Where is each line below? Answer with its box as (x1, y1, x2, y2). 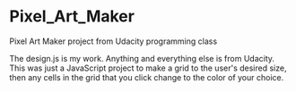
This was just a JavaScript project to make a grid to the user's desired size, (9, 63, 287, 73)
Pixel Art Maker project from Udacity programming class (9, 36, 218, 46)
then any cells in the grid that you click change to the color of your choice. (9, 71, 284, 82)
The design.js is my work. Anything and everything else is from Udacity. (9, 53, 275, 63)
